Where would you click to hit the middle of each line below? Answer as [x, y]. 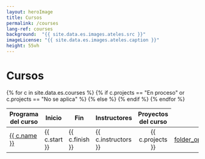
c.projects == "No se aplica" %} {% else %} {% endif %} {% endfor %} [95, 99]
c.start [53, 139]
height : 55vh [23, 46]
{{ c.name [23, 135]
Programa [24, 114]
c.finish [79, 139]
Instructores [114, 118]
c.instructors [114, 139]
